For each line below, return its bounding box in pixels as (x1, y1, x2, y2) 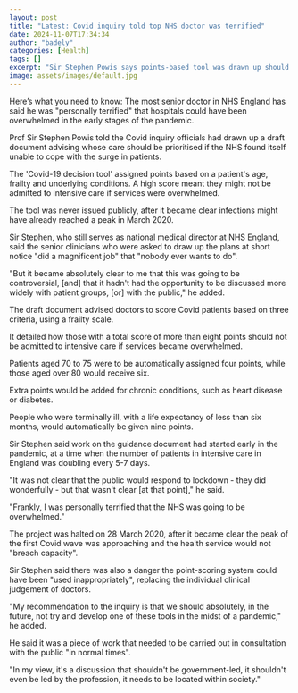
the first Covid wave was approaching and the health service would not (9, 537, 272, 548)
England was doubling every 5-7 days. (9, 457, 151, 468)
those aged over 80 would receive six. (9, 368, 150, 378)
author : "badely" (9, 38, 74, 47)
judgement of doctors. (9, 583, 92, 595)
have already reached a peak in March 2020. (9, 214, 174, 224)
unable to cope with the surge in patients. (9, 151, 162, 162)
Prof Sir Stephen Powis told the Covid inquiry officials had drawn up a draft (9, 131, 286, 143)
